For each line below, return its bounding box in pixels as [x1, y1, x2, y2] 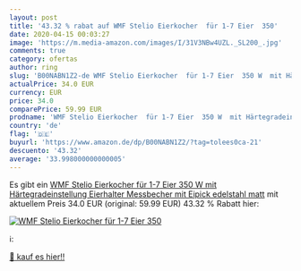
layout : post [9, 13, 58, 22]
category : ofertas [9, 55, 78, 64]
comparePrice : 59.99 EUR [9, 105, 102, 114]
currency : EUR [9, 88, 63, 97]
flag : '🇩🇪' [9, 130, 54, 139]
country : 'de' [9, 122, 63, 131]
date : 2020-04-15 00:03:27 [9, 30, 110, 38]
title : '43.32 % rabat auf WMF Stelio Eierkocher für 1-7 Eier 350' [9, 21, 279, 30]
